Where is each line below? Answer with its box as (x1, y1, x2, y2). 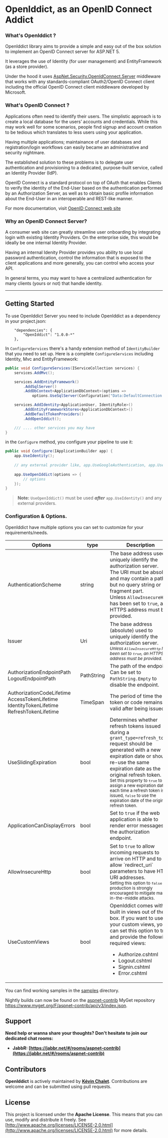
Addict (5, 14, 33, 26)
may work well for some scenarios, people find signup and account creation (5, 124, 162, 130)
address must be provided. (109, 656, 162, 661)
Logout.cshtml (118, 957, 152, 964)
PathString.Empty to (109, 675, 157, 682)
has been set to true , (109, 600, 159, 607)
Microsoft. (5, 89, 26, 96)
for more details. (114, 1127, 148, 1133)
